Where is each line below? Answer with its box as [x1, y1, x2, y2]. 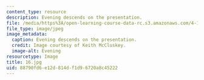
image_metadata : [6, 31, 47, 37]
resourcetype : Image [6, 54, 59, 60]
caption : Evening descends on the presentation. [12, 37, 137, 43]
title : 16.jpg [6, 59, 42, 65]
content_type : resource [6, 8, 67, 15]
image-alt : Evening [12, 48, 61, 54]
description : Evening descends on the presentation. [6, 14, 143, 20]
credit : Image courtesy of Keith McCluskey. [12, 43, 126, 49]
